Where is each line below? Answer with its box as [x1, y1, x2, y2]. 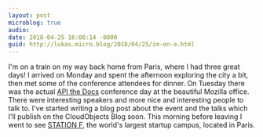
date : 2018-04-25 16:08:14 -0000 [8, 33, 118, 41]
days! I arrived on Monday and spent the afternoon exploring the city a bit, [8, 70, 249, 80]
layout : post [8, 11, 51, 20]
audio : [8, 26, 30, 34]
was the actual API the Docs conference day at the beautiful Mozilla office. [8, 87, 250, 96]
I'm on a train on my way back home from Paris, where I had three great [8, 62, 241, 71]
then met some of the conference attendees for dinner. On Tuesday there [8, 79, 245, 88]
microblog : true [8, 19, 61, 27]
